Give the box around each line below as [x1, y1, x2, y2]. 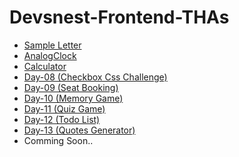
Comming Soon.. [23, 134, 94, 146]
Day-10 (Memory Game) [23, 92, 124, 104]
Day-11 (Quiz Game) [23, 102, 106, 115]
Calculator [23, 60, 67, 72]
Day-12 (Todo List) [23, 113, 101, 125]
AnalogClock [23, 49, 77, 61]
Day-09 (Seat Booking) [23, 81, 119, 93]
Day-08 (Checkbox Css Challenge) [23, 71, 168, 83]
